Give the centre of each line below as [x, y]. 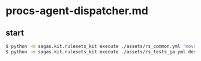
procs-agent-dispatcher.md [77, 11]
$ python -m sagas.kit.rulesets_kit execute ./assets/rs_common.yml [93, 46]
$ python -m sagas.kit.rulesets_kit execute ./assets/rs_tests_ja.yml [96, 52]
